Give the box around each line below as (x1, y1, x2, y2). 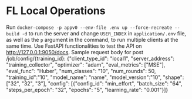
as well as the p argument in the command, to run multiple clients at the (6, 36, 178, 43)
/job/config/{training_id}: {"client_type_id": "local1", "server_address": (6, 55, 175, 62)
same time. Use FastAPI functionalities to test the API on (6, 42, 142, 49)
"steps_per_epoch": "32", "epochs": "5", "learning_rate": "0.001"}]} (6, 86, 169, 93)
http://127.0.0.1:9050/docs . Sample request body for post (6, 48, 144, 55)
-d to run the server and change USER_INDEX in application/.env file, (21, 29, 187, 37)
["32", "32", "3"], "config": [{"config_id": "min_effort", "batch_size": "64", (6, 80, 183, 87)
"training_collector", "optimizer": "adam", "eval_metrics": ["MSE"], (6, 61, 166, 68)
